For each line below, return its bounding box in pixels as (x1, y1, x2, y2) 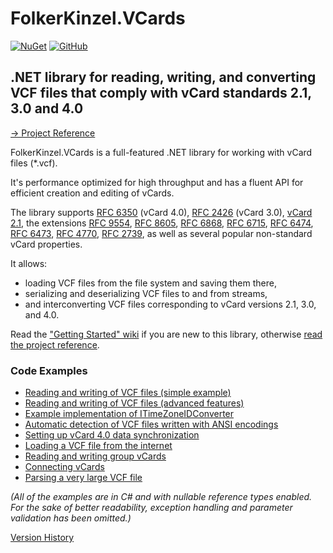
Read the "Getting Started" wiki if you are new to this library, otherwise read (10, 328, 323, 340)
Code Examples (10, 363, 88, 377)
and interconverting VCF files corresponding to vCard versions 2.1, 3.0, (24, 298, 317, 310)
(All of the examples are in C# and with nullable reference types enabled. (10, 491, 313, 503)
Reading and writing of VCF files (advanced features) (24, 397, 245, 409)
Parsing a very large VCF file (24, 472, 143, 484)
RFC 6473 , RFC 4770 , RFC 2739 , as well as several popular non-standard (10, 227, 313, 239)
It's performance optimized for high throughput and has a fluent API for (10, 176, 304, 188)
